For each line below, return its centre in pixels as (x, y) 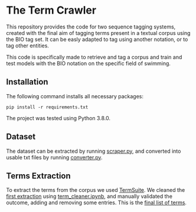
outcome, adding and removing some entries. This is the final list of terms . (97, 203)
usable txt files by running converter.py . (54, 157)
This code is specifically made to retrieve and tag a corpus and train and (94, 57)
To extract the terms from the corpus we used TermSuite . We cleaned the (96, 190)
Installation (27, 82)
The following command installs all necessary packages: (75, 96)
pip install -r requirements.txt (47, 107)
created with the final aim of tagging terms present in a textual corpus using (98, 33)
